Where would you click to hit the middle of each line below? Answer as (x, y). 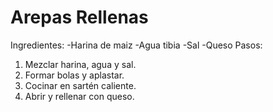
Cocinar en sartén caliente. (80, 85)
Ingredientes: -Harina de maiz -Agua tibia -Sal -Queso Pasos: (136, 45)
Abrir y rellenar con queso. (79, 96)
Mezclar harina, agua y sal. (80, 64)
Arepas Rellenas (79, 17)
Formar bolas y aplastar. (74, 75)
